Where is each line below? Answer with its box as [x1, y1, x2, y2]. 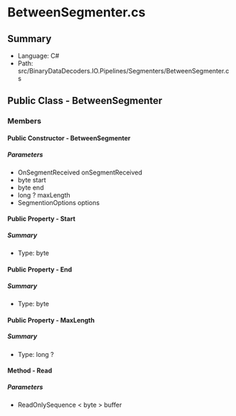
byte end [17, 183, 44, 192]
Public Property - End [7, 265, 73, 274]
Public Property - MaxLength [7, 316, 95, 324]
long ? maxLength [17, 190, 71, 199]
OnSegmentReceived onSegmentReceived [17, 168, 143, 177]
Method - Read [7, 366, 53, 375]
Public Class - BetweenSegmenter [7, 95, 163, 107]
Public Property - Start [7, 214, 76, 223]
